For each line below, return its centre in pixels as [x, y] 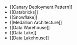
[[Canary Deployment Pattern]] [41, 7]
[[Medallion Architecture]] [36, 22]
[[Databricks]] [24, 12]
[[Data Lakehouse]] [29, 38]
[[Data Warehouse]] [30, 28]
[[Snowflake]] [24, 17]
